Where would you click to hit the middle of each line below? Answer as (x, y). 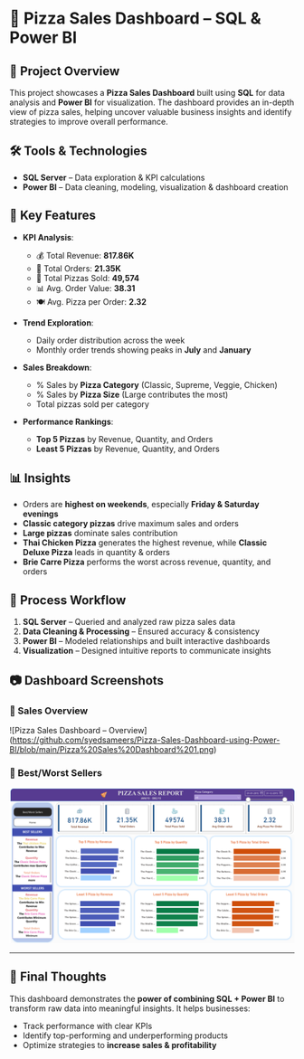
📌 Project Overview (65, 71)
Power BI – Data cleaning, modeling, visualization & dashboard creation (155, 187)
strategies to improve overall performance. (89, 122)
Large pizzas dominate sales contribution (100, 534)
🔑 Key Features (53, 216)
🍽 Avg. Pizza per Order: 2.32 (91, 301)
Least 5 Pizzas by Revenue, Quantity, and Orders (128, 449)
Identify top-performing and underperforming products (125, 1035)
